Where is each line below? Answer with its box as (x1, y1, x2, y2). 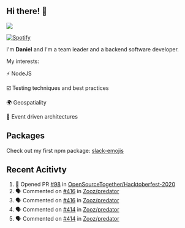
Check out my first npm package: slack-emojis (6, 147, 124, 154)
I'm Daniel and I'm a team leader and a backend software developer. (6, 45, 179, 53)
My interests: (6, 57, 40, 65)
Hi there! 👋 (6, 6, 48, 17)
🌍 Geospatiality (6, 98, 47, 106)
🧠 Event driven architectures (6, 112, 78, 120)
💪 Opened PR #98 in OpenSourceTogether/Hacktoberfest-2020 (15, 181, 176, 188)
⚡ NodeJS (6, 70, 32, 77)
